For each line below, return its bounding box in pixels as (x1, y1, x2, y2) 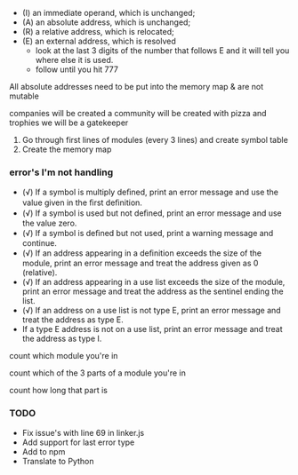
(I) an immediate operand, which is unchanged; (21, 8, 196, 18)
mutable (9, 91, 40, 101)
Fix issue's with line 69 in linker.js (21, 427, 145, 438)
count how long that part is (9, 385, 109, 396)
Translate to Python (21, 455, 94, 466)
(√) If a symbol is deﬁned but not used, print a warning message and (21, 228, 274, 239)
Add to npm (21, 446, 66, 456)
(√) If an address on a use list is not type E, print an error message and (21, 305, 282, 316)
